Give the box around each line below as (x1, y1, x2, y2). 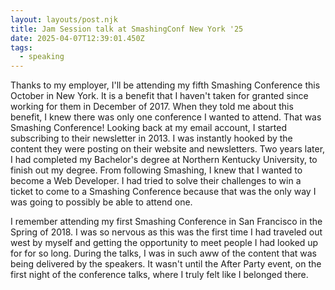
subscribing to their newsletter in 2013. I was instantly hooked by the (10, 132, 293, 145)
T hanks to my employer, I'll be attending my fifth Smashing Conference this (10, 79, 321, 91)
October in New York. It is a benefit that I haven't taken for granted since (10, 90, 309, 102)
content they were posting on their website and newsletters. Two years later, (10, 143, 326, 155)
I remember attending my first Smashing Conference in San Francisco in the (10, 216, 323, 228)
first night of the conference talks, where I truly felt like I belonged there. (10, 269, 309, 281)
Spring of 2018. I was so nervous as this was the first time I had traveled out (10, 226, 323, 238)
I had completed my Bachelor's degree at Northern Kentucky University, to (10, 154, 318, 166)
